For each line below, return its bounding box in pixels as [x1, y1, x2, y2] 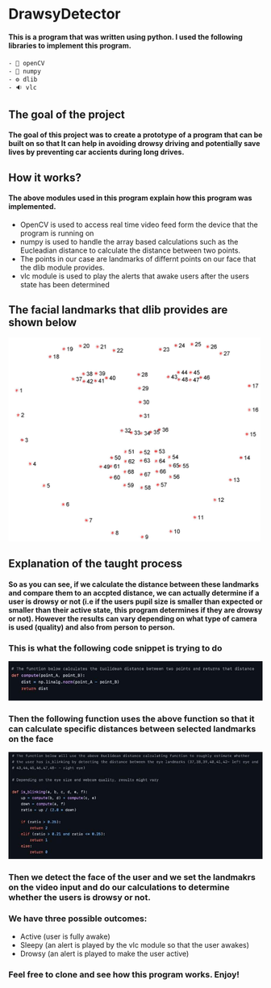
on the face [8, 733, 54, 744]
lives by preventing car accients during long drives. [8, 147, 185, 157]
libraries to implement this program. [8, 40, 131, 50]
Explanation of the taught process [8, 557, 183, 570]
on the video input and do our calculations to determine [8, 881, 230, 893]
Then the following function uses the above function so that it [8, 713, 256, 724]
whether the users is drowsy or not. [8, 891, 151, 902]
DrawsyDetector [8, 5, 121, 23]
